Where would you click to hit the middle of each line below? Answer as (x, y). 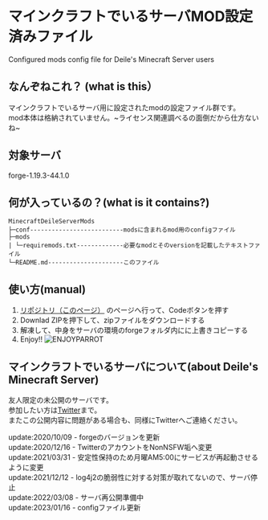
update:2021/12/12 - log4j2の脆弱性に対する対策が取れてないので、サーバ (130, 477)
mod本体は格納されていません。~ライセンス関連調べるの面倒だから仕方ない (134, 117)
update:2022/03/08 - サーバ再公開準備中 (76, 497)
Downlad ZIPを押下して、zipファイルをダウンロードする (112, 320)
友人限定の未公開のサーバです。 (61, 400)
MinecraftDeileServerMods (51, 222)
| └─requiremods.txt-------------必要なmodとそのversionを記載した (117, 246)
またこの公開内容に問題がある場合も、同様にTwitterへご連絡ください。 (125, 420)
